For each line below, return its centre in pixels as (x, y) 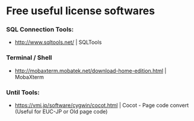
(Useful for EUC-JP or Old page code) (61, 112)
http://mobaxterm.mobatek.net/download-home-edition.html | (90, 71)
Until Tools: (23, 92)
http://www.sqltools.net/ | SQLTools (58, 42)
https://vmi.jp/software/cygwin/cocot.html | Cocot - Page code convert (101, 106)
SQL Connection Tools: (40, 30)
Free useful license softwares (81, 11)
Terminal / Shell (29, 58)
